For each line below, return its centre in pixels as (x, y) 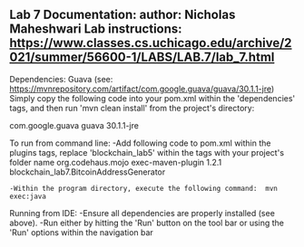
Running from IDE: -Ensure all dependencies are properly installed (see (142, 213)
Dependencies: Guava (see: (61, 79)
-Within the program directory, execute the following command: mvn (144, 188)
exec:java (28, 196)
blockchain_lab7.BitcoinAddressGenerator (88, 172)
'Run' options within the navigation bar (82, 232)
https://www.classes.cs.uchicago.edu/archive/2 (151, 43)
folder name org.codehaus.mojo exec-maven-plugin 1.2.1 (116, 162)
